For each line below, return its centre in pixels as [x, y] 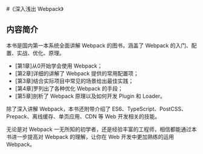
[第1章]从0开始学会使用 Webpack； [59, 66]
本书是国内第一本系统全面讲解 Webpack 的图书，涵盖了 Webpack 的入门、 [99, 45]
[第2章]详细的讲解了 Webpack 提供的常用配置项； [77, 73]
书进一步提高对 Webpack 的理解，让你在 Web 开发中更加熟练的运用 [90, 136]
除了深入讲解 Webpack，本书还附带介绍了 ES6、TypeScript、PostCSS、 [97, 109]
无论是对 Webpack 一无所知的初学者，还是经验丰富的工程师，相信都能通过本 [101, 129]
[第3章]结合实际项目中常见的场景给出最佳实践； [74, 81]
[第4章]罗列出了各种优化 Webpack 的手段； [69, 88]
